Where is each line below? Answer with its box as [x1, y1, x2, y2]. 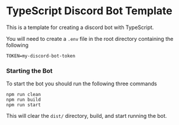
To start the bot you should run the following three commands [6, 80, 157, 87]
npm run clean [6, 92, 41, 98]
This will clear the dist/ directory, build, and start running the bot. [6, 113, 167, 120]
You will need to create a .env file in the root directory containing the [6, 35, 174, 42]
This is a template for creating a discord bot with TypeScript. [6, 24, 154, 31]
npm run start [6, 102, 41, 108]
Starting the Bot [6, 66, 53, 75]
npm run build [6, 97, 41, 103]
